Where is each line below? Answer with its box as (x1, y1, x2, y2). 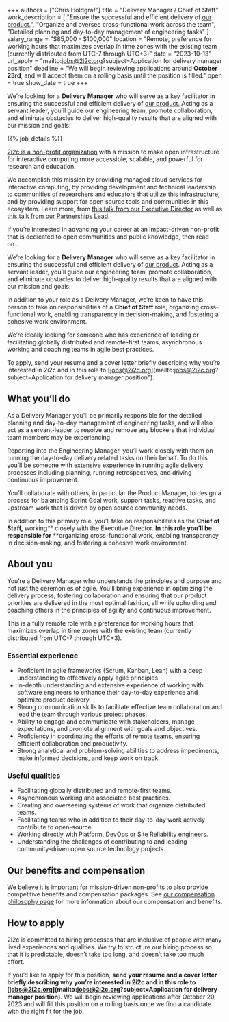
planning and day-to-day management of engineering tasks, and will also (7, 418, 213, 427)
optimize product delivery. (16, 696, 91, 704)
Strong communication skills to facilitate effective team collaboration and (16, 702, 223, 711)
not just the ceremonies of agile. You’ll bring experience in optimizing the (7, 584, 213, 592)
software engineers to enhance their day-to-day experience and (16, 688, 198, 696)
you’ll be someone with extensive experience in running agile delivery (7, 461, 204, 469)
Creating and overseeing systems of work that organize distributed (16, 801, 206, 809)
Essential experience (7, 651, 79, 661)
